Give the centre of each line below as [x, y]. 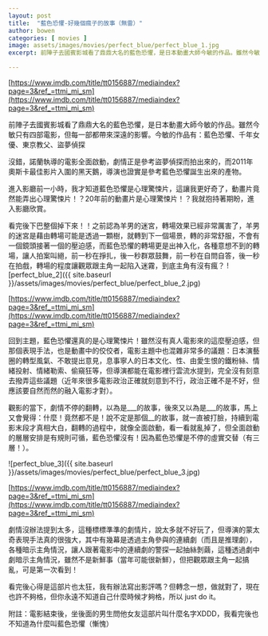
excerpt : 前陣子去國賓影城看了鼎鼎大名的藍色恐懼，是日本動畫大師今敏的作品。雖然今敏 [134, 53]
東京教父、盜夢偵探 [53, 144]
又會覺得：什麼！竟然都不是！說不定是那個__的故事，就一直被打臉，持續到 [130, 418]
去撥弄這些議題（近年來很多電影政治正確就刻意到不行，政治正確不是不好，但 [134, 380]
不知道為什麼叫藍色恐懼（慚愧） [61, 624]
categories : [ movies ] [48, 38]
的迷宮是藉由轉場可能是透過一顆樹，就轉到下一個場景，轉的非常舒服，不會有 [134, 236]
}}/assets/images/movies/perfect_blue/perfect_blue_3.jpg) [104, 472]
